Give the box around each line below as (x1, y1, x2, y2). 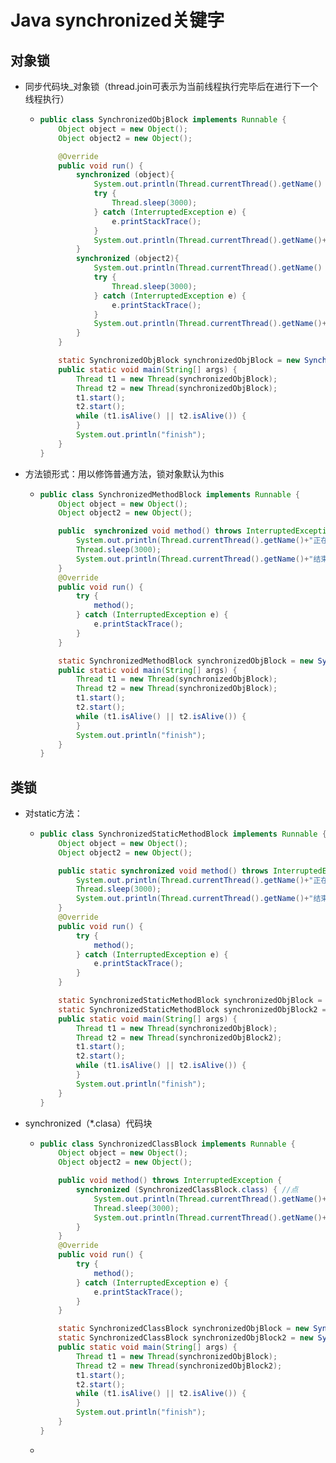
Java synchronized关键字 (10, 9, 225, 32)
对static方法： (24, 807, 83, 820)
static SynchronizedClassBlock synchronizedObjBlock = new (58, 1324, 310, 1334)
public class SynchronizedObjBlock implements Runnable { (39, 115, 287, 125)
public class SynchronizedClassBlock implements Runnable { (39, 1139, 296, 1149)
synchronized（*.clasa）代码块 (24, 1117, 153, 1129)
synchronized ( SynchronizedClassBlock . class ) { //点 (75, 1185, 299, 1195)
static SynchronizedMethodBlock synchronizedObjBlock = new (58, 656, 314, 666)
